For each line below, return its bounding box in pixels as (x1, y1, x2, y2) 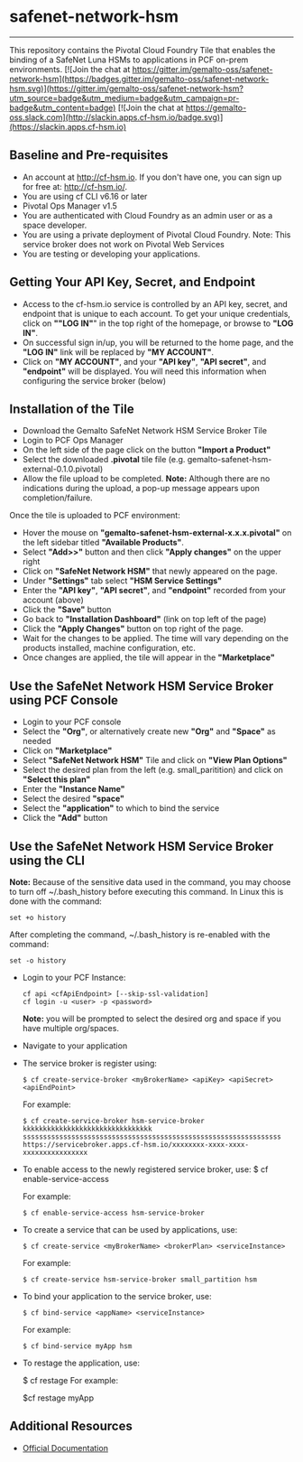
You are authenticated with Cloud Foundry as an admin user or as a (22, 210, 273, 220)
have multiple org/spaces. (22, 1023, 120, 1033)
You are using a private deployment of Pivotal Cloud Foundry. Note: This (22, 228, 291, 240)
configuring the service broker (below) (22, 375, 167, 386)
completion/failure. (22, 492, 93, 503)
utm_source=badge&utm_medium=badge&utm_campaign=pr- (9, 92, 240, 103)
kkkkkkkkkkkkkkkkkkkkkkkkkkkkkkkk (22, 1124, 152, 1133)
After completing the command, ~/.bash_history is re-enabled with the (9, 929, 271, 940)
